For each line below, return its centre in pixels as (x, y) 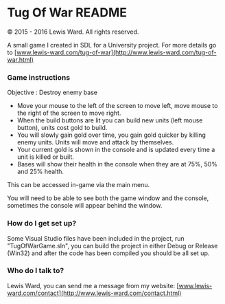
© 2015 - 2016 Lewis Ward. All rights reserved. (73, 32)
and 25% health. (40, 172)
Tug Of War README (67, 13)
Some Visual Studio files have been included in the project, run (96, 238)
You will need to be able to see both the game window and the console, (108, 198)
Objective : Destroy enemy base (52, 93)
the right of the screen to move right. (69, 113)
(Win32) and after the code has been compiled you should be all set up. (108, 253)
